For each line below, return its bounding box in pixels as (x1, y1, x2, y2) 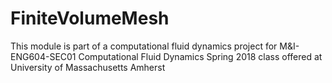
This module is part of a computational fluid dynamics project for (10, 40, 278, 52)
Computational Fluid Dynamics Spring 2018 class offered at (78, 50, 323, 62)
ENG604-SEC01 (10, 50, 77, 62)
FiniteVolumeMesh (10, 7, 170, 30)
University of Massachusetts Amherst (10, 61, 166, 73)
